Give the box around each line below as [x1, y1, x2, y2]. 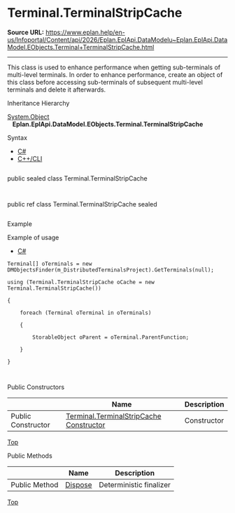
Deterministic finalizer [99, 479, 171, 489]
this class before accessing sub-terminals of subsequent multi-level [7, 78, 203, 86]
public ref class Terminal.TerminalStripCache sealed [7, 199, 157, 208]
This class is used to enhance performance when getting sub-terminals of [7, 63, 221, 71]
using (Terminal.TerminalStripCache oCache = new [7, 279, 155, 286]
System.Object [7, 112, 50, 120]
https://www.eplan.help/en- [45, 28, 126, 36]
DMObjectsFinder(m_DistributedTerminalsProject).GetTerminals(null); [7, 266, 215, 274]
